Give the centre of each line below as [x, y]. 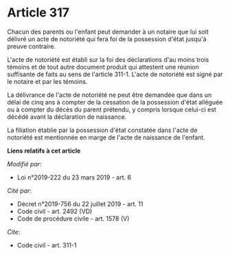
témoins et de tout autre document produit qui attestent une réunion [103, 67]
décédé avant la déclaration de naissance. [67, 117]
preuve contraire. [32, 46]
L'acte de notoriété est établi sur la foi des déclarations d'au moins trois [108, 59]
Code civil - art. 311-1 [47, 245]
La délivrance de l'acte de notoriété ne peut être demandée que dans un [110, 95]
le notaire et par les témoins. [47, 81]
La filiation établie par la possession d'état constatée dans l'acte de [102, 130]
